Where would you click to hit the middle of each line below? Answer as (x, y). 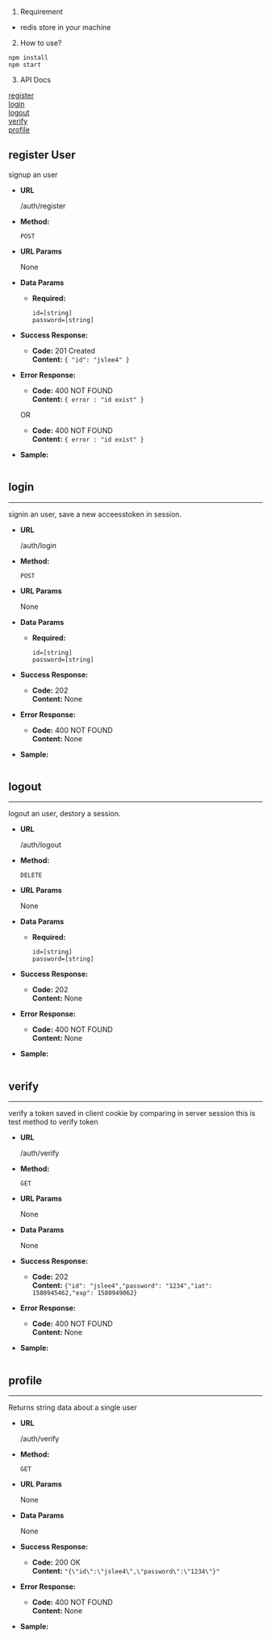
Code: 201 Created (63, 350)
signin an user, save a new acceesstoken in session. (95, 514)
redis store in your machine (65, 27)
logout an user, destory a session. (65, 814)
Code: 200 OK (56, 1562)
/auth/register (43, 206)
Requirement (41, 12)
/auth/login (38, 545)
